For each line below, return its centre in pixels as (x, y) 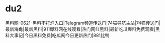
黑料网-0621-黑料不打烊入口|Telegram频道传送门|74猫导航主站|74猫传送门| (83, 23)
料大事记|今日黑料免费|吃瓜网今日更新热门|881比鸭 (57, 35)
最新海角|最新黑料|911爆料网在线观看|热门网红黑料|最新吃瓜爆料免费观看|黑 (82, 29)
